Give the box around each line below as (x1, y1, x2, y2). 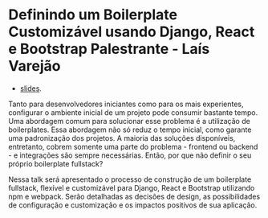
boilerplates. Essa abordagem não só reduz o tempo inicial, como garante (8, 125, 252, 134)
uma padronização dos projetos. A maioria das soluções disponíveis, (8, 133, 236, 142)
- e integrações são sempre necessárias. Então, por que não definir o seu (8, 150, 252, 160)
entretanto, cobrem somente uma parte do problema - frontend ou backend (8, 142, 258, 151)
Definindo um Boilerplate (8, 6, 178, 24)
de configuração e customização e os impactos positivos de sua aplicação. (8, 199, 258, 210)
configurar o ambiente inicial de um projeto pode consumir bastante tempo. (8, 107, 258, 117)
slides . (19, 83, 43, 93)
